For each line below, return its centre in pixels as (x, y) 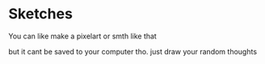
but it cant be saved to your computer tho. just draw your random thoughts (132, 51)
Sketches (40, 14)
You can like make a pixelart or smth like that (83, 36)
